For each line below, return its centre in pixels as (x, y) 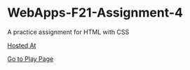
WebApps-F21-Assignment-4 (95, 13)
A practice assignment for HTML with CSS (68, 32)
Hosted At (22, 45)
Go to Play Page (30, 59)
